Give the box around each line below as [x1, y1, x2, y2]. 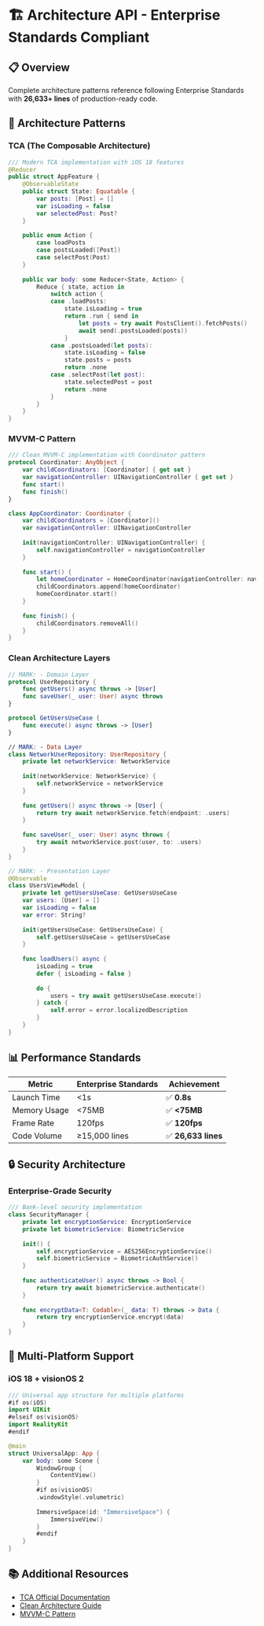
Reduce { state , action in [36, 283, 125, 291]
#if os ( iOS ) [8, 1398, 47, 1407]
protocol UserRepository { [8, 678, 97, 686]
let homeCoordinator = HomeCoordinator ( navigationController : [36, 575, 244, 583]
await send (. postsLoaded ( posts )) [78, 326, 189, 335]
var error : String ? [22, 911, 86, 919]
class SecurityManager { [8, 1211, 90, 1219]
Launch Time [12, 1092, 60, 1103]
